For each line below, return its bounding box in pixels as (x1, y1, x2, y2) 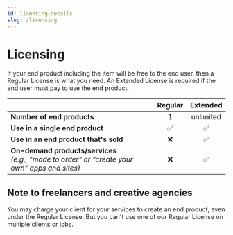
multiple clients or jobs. (7, 220, 74, 229)
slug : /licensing (7, 17, 58, 24)
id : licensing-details (7, 10, 73, 17)
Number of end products (10, 112, 94, 122)
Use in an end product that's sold (10, 134, 123, 144)
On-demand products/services (10, 146, 116, 156)
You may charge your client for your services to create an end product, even (7, 205, 225, 214)
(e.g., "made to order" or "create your (10, 155, 133, 164)
